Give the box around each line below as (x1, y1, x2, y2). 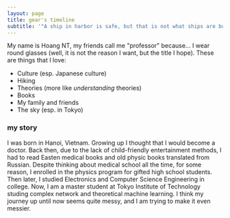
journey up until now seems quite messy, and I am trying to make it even (7, 197, 211, 205)
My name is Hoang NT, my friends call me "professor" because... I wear (7, 42, 210, 50)
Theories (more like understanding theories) (16, 84, 142, 93)
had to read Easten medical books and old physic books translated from (7, 153, 210, 161)
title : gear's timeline (7, 16, 75, 23)
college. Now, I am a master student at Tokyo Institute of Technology (7, 182, 201, 191)
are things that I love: (7, 56, 66, 64)
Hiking (16, 77, 36, 85)
